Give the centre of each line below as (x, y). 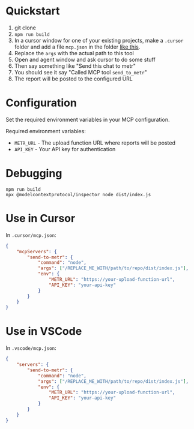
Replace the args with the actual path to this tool (74, 53)
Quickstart (33, 11)
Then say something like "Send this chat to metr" (75, 66)
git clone (25, 28)
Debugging (34, 174)
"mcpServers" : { (37, 251)
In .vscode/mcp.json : (31, 348)
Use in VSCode (44, 331)
